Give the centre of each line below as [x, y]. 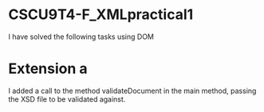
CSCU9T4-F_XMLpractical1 [101, 15]
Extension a [48, 69]
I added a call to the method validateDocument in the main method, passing [132, 91]
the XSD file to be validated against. [67, 99]
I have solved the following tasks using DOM [81, 37]
